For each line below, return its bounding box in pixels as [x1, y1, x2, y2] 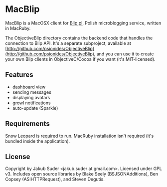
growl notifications [12, 100, 51, 106]
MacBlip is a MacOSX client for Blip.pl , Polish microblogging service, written [5, 20, 162, 26]
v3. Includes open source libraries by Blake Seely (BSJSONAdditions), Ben [5, 171, 159, 177]
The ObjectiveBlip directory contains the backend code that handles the [5, 35, 153, 41]
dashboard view [12, 84, 46, 90]
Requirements [5, 120, 50, 128]
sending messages [12, 89, 51, 95]
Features [5, 71, 33, 79]
